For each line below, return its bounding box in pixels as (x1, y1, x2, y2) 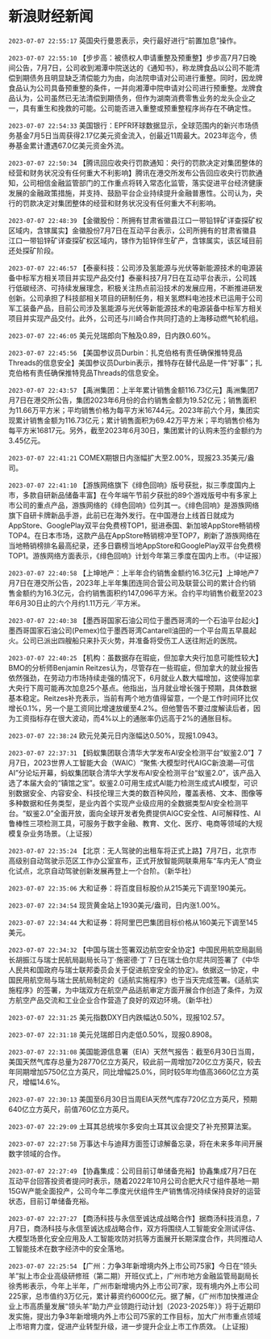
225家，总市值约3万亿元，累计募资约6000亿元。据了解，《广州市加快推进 (8, 1291, 252, 1301)
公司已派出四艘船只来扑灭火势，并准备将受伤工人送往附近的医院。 (22, 635, 242, 645)
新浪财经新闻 (8, 7, 94, 26)
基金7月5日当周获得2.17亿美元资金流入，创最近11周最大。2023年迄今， (15, 130, 251, 140)
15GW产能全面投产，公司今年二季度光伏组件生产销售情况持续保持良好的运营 (8, 1185, 261, 1196)
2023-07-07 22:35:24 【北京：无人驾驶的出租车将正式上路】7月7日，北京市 (8, 845, 256, 855)
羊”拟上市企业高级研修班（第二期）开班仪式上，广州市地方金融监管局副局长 (8, 1270, 260, 1281)
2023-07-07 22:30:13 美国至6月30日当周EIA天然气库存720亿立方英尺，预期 (8, 1094, 258, 1104)
